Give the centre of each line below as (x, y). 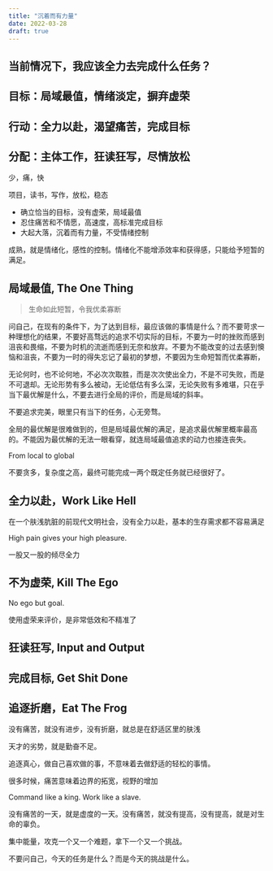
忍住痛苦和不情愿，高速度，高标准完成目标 (91, 222)
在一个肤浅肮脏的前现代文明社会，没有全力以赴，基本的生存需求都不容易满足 (136, 521)
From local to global (41, 455)
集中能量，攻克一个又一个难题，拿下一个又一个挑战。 (97, 842)
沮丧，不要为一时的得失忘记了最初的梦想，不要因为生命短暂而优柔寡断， (143, 357)
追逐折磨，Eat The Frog (68, 708)
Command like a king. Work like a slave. (75, 797)
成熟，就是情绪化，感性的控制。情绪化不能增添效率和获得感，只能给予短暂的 (136, 250)
